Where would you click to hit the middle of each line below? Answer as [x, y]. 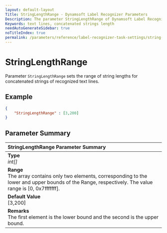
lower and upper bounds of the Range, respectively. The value [80, 182]
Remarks [18, 211]
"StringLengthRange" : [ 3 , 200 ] [46, 113]
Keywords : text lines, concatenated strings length [60, 24]
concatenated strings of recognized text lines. [52, 81]
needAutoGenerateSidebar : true [38, 28]
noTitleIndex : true [25, 33]
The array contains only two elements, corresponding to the [78, 176]
